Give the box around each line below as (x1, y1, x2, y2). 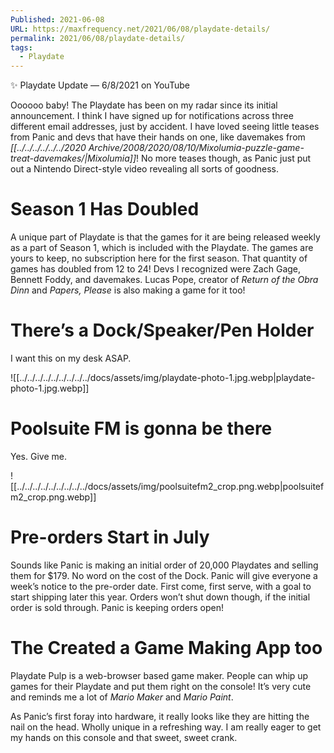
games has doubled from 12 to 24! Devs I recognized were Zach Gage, (10, 263, 302, 275)
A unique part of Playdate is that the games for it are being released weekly (10, 231, 321, 243)
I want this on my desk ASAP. (10, 352, 132, 364)
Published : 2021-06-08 (10, 14, 105, 25)
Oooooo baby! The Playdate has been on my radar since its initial (10, 99, 278, 111)
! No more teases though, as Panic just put (136, 152, 312, 165)
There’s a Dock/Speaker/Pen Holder (10, 319, 315, 342)
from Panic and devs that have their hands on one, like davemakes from (10, 131, 306, 143)
